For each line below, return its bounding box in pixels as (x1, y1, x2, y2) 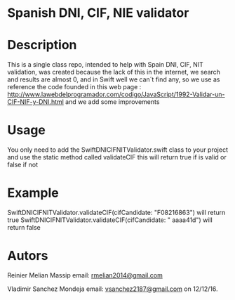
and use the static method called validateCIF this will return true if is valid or (7, 153, 227, 162)
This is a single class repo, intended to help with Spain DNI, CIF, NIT (7, 60, 203, 69)
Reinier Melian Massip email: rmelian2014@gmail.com (7, 270, 163, 279)
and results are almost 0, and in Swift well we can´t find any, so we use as (7, 75, 220, 84)
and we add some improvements (65, 98, 160, 106)
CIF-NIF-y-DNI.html (7, 98, 65, 106)
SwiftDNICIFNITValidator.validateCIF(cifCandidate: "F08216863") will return (7, 209, 226, 216)
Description (7, 37, 77, 53)
